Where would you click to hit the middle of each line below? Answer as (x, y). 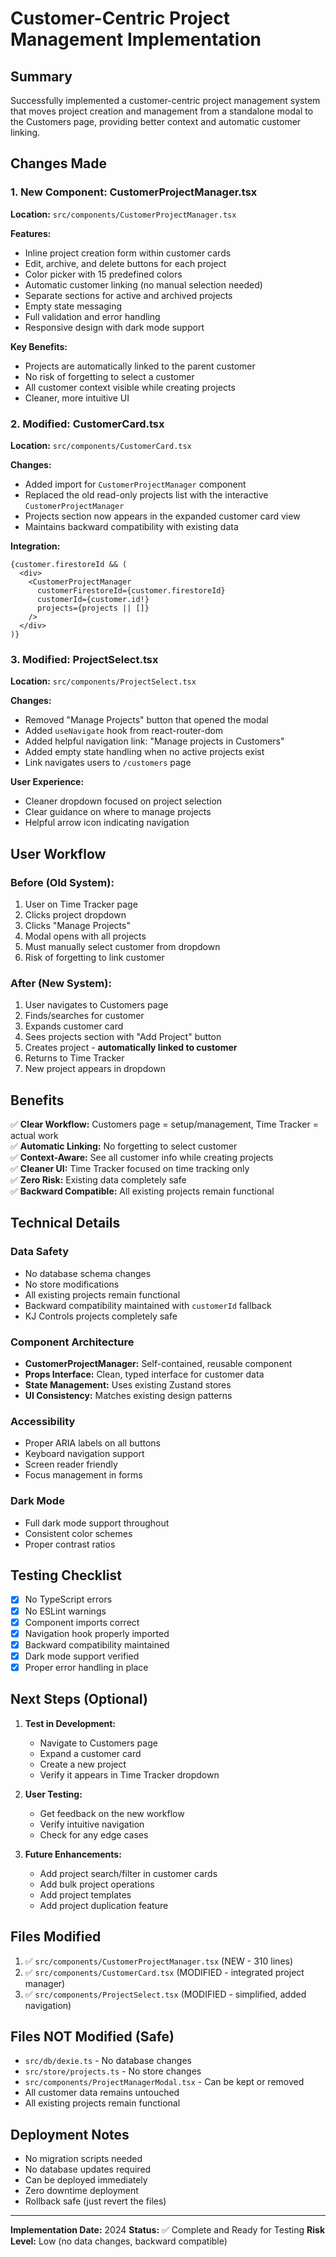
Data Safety (40, 1252)
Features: (31, 233)
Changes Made (58, 163)
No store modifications (72, 1284)
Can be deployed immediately (86, 2180)
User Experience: (47, 782)
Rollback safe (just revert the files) (95, 2201)
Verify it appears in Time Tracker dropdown (129, 1774)
